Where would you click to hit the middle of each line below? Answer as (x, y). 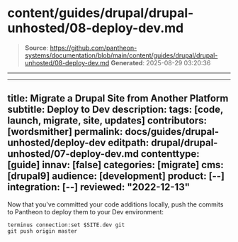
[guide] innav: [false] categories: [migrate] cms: (116, 165)
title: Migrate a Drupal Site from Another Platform (118, 98)
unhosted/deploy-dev (57, 143)
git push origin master (42, 231)
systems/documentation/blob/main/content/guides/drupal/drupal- (121, 55)
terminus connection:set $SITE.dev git (66, 225)
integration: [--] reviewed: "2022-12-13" (98, 187)
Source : (36, 48)
